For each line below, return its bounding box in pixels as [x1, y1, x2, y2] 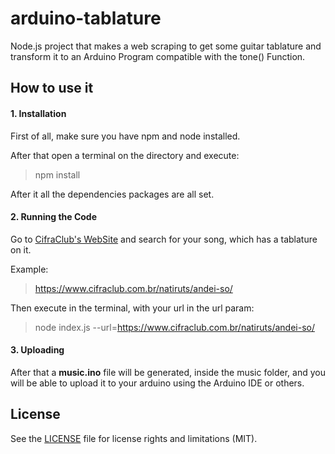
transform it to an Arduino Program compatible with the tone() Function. [10, 50, 306, 62]
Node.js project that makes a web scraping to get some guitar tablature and [10, 40, 322, 52]
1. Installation [10, 107, 67, 119]
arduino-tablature [10, 7, 162, 30]
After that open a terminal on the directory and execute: [10, 149, 240, 161]
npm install [34, 168, 81, 181]
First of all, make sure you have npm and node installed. [10, 130, 241, 142]
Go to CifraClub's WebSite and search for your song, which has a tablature [10, 233, 318, 245]
